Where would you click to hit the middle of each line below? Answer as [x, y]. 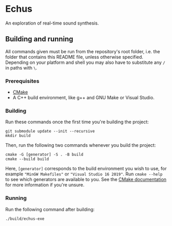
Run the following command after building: [50, 209]
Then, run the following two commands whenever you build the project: [81, 145]
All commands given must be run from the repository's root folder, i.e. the [83, 51]
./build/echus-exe [25, 219]
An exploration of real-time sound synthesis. [52, 23]
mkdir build [18, 136]
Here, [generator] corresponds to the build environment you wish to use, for [86, 169]
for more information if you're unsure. [45, 185]
